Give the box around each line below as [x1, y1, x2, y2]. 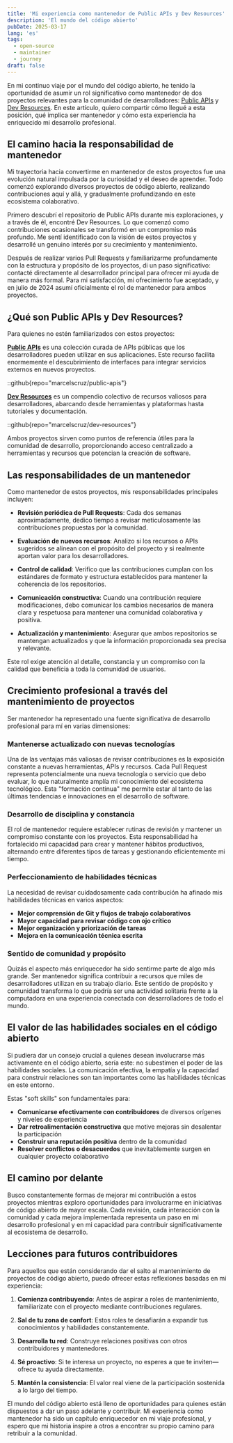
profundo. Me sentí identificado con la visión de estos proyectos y [7, 233, 197, 241]
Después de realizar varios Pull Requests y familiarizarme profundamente [7, 254, 218, 262]
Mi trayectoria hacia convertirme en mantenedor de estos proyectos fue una [7, 168, 226, 176]
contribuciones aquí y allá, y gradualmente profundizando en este [7, 190, 196, 199]
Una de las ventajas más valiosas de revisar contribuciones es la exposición [7, 755, 225, 764]
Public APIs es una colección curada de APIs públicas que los [7, 343, 186, 352]
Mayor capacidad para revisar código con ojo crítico [17, 916, 172, 925]
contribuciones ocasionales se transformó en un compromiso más [7, 226, 197, 234]
